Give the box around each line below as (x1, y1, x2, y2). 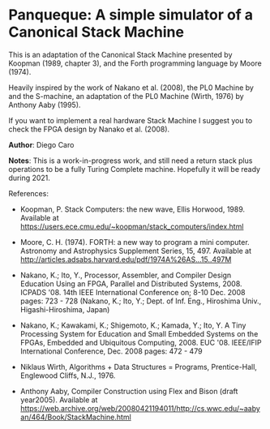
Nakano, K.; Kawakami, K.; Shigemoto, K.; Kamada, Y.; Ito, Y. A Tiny (19, 320, 246, 330)
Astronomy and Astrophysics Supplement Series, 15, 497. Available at (19, 246, 252, 255)
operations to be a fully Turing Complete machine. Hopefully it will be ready (8, 164, 261, 174)
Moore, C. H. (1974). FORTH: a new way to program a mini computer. (19, 237, 250, 247)
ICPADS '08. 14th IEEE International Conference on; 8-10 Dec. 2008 (19, 287, 246, 297)
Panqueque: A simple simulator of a (8, 6, 254, 24)
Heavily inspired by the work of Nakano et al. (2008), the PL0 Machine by (8, 83, 254, 92)
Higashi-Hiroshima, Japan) (19, 304, 110, 314)
